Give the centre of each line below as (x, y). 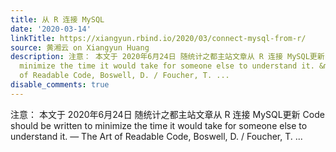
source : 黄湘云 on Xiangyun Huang (80, 47)
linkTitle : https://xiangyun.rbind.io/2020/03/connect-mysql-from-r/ (158, 38)
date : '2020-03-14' (51, 29)
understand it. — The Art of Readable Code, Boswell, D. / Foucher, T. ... (156, 136)
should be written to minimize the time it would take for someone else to (159, 125)
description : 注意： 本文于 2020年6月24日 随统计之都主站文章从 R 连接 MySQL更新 (167, 57)
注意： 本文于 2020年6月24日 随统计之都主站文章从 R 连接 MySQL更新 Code (167, 114)
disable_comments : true (60, 85)
